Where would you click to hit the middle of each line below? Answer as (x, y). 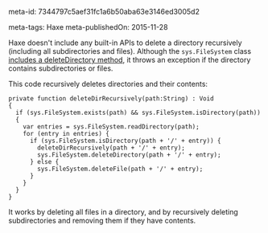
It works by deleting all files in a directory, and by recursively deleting (124, 212)
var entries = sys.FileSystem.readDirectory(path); (111, 127)
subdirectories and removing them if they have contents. (102, 221)
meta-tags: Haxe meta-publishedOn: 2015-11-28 (88, 27)
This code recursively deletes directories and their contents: (108, 84)
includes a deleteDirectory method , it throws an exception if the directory (130, 60)
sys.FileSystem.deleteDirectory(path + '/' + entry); (129, 155)
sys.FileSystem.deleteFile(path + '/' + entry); (120, 169)
